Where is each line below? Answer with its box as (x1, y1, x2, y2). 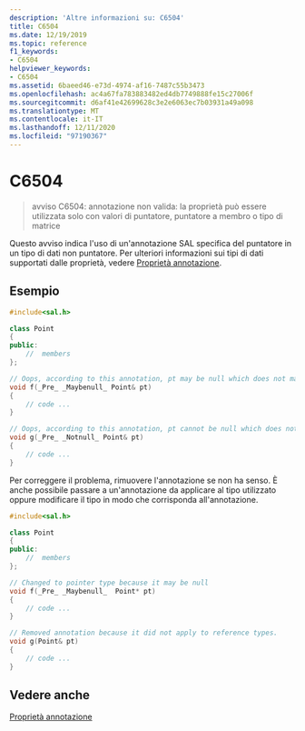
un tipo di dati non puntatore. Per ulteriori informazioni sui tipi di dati (9, 247, 264, 258)
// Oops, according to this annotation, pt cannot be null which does (9, 425, 282, 434)
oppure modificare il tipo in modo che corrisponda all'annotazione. (9, 494, 259, 505)
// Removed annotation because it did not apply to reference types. (9, 628, 279, 637)
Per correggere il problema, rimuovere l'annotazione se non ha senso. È (9, 475, 279, 486)
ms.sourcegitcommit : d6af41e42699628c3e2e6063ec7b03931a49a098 (9, 97, 254, 107)
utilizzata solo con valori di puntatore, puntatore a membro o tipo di (31, 210, 283, 221)
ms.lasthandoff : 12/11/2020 (9, 124, 116, 133)
